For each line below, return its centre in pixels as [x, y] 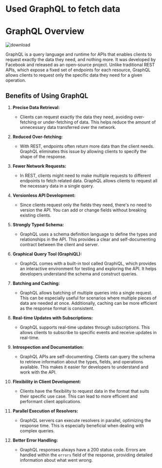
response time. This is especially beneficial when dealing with [82, 425]
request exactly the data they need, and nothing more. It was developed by [81, 60]
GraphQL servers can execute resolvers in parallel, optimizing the [85, 420]
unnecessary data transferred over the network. [68, 127]
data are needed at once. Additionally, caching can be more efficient [89, 303]
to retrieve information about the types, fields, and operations [81, 362]
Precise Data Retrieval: [36, 107]
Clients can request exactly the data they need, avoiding [76, 117]
